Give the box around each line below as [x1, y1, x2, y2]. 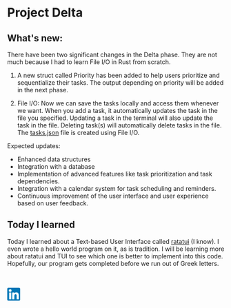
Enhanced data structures [17, 155, 91, 163]
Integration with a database [17, 163, 95, 170]
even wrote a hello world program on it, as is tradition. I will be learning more [7, 245, 225, 253]
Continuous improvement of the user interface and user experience [17, 192, 209, 200]
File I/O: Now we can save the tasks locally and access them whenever [17, 99, 219, 107]
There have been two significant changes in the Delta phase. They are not [7, 50, 217, 59]
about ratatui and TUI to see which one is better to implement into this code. [7, 251, 223, 260]
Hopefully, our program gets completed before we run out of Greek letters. [7, 259, 219, 267]
